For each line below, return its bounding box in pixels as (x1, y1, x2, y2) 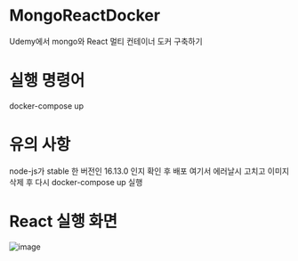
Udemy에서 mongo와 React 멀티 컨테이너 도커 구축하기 (9, 36, 203, 46)
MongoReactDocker (9, 5, 161, 26)
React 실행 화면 (9, 211, 118, 232)
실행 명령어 (9, 70, 85, 91)
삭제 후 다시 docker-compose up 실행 (9, 176, 143, 187)
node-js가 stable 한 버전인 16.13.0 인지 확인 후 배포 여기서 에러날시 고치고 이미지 (9, 166, 290, 176)
